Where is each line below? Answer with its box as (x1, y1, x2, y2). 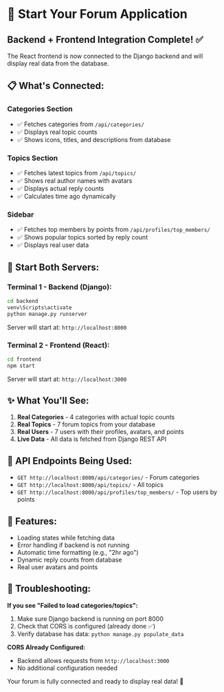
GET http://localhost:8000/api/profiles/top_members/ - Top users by (16, 488, 218, 496)
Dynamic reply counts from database (16, 555, 122, 564)
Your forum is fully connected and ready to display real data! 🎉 (7, 677, 184, 685)
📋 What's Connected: (7, 80, 104, 92)
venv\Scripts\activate (7, 304, 72, 311)
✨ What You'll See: (7, 395, 89, 406)
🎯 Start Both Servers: (7, 261, 100, 273)
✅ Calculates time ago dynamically (16, 192, 116, 200)
